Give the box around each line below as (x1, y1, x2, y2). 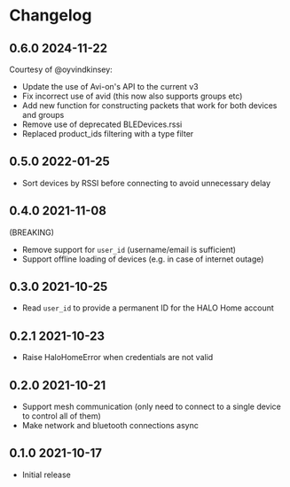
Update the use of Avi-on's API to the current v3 (21, 82, 199, 91)
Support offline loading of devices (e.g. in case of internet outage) (21, 254, 264, 264)
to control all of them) (21, 411, 102, 421)
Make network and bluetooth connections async (21, 420, 200, 431)
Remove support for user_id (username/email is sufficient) (21, 244, 237, 255)
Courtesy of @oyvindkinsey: (9, 64, 113, 75)
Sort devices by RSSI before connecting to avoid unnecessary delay (21, 177, 271, 188)
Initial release (21, 469, 71, 480)
